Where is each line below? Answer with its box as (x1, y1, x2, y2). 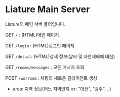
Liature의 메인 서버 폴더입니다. (5, 21, 66, 27)
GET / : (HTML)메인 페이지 (5, 31, 59, 38)
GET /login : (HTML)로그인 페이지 (5, 42, 75, 49)
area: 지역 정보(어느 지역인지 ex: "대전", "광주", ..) (12, 85, 111, 92)
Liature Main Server (5, 4, 90, 15)
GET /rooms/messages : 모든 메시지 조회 (5, 64, 85, 70)
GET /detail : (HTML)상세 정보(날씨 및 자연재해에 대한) (5, 53, 115, 59)
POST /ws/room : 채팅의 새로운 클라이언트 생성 (5, 75, 97, 81)
